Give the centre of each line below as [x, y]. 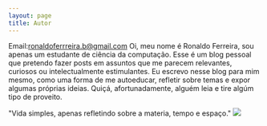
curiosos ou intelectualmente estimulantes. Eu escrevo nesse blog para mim [134, 71]
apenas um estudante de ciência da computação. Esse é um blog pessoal [130, 54]
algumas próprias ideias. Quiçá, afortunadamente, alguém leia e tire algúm [131, 88]
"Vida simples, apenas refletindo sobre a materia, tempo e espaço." [120, 113]
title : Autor [30, 23]
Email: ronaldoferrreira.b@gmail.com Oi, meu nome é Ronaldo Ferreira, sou [131, 45]
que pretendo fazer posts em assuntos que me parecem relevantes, [120, 63]
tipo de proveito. [35, 96]
